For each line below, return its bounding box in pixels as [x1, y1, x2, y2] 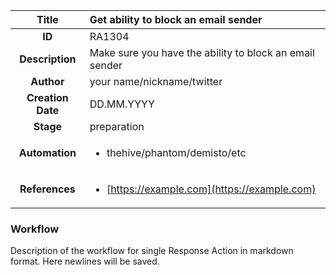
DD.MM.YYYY [89, 97, 155, 111]
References [19, 182, 76, 196]
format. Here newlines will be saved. [10, 255, 160, 268]
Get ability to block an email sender [89, 13, 263, 26]
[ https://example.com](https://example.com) [106, 182, 317, 196]
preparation [89, 120, 145, 133]
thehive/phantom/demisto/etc [106, 146, 247, 159]
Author [30, 75, 65, 88]
